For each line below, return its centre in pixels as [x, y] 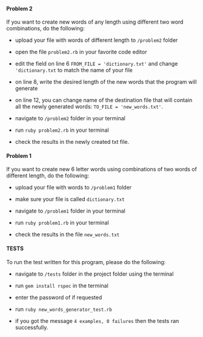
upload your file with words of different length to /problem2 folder [96, 40]
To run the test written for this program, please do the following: [86, 262]
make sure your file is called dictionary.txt [70, 199]
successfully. [32, 327]
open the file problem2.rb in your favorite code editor [81, 52]
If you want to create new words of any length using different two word [95, 22]
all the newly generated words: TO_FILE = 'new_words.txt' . [89, 107]
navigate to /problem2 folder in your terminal [70, 118]
